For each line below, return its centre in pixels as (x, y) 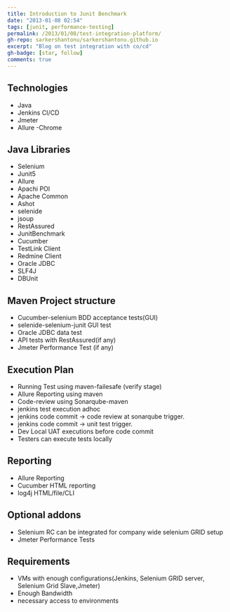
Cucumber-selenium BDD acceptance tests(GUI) (88, 318)
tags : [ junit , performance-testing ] (61, 27)
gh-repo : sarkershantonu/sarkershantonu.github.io (83, 40)
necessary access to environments (68, 601)
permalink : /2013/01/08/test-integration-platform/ (84, 33)
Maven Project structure (61, 301)
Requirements (39, 562)
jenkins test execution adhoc (59, 409)
